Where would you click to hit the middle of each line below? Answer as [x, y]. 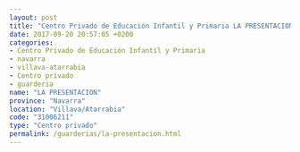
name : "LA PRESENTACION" [55, 92]
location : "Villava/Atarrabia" [67, 109]
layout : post [33, 17]
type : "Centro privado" [54, 126]
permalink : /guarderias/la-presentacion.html [95, 134]
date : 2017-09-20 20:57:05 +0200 [71, 34]
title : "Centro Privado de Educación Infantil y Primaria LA [125, 26]
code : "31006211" [42, 117]
